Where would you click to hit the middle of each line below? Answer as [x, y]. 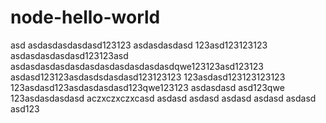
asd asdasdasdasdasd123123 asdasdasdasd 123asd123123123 [139, 45]
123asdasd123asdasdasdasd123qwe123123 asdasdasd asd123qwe [147, 87]
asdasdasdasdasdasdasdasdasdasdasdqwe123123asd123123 [137, 66]
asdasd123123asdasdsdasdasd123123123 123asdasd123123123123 [148, 77]
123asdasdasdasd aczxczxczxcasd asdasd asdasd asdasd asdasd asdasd [163, 98]
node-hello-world [85, 17]
